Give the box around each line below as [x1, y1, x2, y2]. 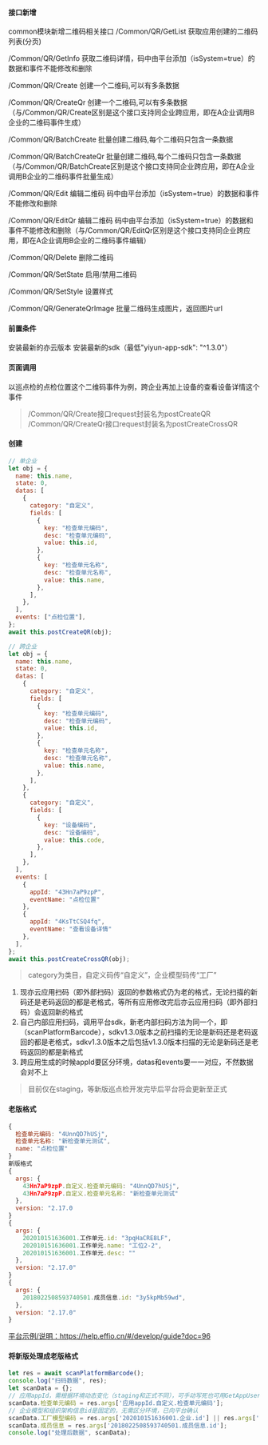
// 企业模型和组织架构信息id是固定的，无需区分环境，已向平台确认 [8, 1407, 199, 1415]
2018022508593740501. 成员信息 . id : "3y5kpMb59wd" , [22, 1293, 186, 1302]
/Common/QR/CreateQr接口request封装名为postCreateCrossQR [27, 418, 238, 428]
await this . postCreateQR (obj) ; [8, 628, 112, 636]
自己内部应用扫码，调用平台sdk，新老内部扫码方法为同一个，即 [19, 1017, 228, 1027]
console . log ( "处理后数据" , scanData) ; [8, 1429, 132, 1437]
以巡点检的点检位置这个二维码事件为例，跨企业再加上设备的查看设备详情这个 [8, 382, 260, 391]
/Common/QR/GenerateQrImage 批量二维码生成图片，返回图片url [8, 304, 223, 314]
